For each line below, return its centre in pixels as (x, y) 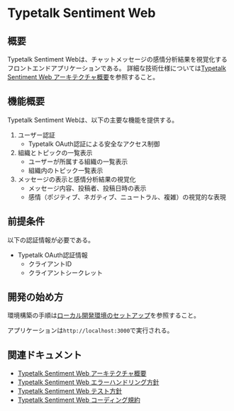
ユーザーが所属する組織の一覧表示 (78, 162)
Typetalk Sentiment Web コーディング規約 (79, 400)
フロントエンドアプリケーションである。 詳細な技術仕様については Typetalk (117, 68)
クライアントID (50, 264)
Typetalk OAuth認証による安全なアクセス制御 (94, 144)
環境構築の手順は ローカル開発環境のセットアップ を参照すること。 (104, 315)
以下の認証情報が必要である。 (51, 240)
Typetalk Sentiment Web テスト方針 (70, 391)
